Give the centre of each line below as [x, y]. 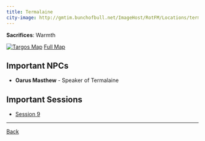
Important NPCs [38, 65]
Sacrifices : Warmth [31, 35]
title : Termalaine [30, 12]
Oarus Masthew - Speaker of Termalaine [67, 80]
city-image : [21, 18]
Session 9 [28, 114]
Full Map [55, 47]
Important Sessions [45, 99]
